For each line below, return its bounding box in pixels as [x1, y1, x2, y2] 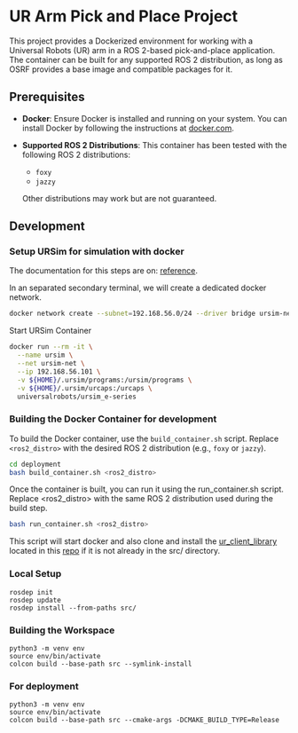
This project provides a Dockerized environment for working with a [9, 35, 254, 46]
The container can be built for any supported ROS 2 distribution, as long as [9, 54, 284, 65]
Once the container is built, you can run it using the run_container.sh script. [9, 484, 284, 494]
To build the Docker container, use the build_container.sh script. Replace [9, 433, 279, 444]
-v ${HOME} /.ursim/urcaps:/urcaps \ [17, 383, 153, 392]
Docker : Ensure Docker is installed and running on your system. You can [21, 113, 287, 123]
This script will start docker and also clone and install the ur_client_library [9, 536, 278, 547]
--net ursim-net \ [17, 359, 86, 368]
